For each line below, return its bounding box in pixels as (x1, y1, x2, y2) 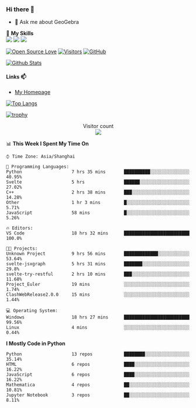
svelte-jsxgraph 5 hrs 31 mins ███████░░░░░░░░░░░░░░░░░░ (6, 261, 190, 267)
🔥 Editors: (6, 225, 33, 231)
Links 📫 (6, 73, 26, 80)
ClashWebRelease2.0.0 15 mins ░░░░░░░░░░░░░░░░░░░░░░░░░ (6, 292, 190, 298)
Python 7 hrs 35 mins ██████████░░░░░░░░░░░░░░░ (6, 169, 190, 175)
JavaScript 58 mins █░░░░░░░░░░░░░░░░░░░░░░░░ (6, 210, 190, 216)
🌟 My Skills (6, 30, 34, 37)
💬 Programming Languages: (6, 164, 69, 170)
